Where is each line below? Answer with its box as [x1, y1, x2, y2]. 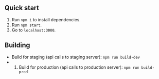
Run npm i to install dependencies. [11, 16, 81, 22]
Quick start [4, 4, 39, 12]
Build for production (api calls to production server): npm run [18, 64, 140, 70]
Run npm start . [11, 22, 42, 28]
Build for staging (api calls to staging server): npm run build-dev [11, 54, 140, 60]
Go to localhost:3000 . [11, 27, 56, 33]
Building [4, 41, 30, 49]
